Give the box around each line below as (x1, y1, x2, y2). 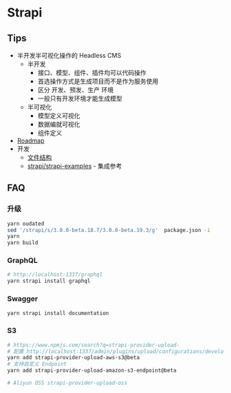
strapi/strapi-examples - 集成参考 (27, 162, 122, 170)
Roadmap (16, 136, 45, 145)
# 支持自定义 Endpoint (7, 361, 67, 368)
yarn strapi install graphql (7, 277, 91, 285)
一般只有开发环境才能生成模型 (37, 94, 122, 103)
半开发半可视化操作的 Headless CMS (16, 52, 122, 59)
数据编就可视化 (37, 120, 80, 128)
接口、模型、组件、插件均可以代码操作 (37, 69, 146, 76)
